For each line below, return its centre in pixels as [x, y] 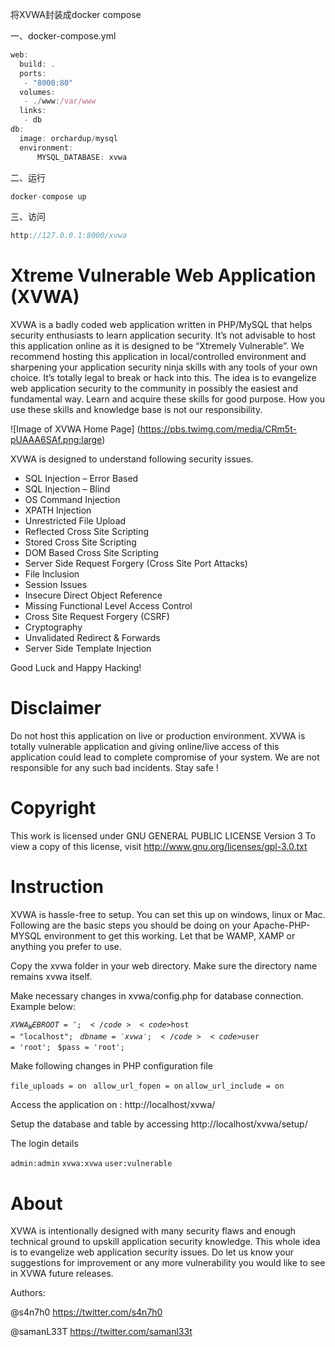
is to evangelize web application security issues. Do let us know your [152, 1252]
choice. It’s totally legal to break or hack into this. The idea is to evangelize [163, 378]
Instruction [57, 887]
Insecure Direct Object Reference [93, 595]
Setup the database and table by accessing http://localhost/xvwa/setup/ [159, 1124]
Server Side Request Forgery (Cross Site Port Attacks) [136, 564]
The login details [44, 1144]
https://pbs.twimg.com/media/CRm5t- [218, 429]
